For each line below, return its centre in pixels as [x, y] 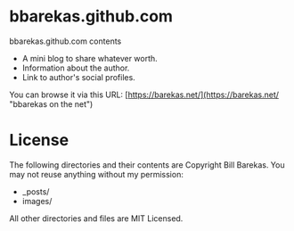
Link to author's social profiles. [78, 77]
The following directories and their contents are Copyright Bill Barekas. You [147, 165]
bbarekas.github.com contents [65, 41]
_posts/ [36, 191]
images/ [37, 201]
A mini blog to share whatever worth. [90, 58]
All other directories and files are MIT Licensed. [96, 218]
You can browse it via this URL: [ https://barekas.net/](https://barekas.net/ [144, 95]
